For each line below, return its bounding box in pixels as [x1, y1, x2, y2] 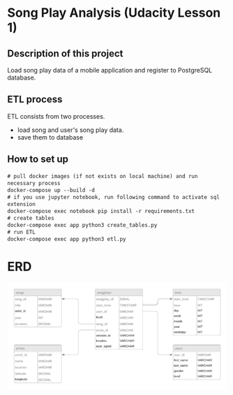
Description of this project [7, 47, 123, 59]
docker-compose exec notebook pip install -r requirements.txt [7, 207, 195, 214]
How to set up [7, 154, 68, 165]
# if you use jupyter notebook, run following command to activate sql [7, 193, 220, 200]
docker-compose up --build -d [7, 186, 96, 193]
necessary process [7, 179, 61, 186]
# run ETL [7, 228, 36, 235]
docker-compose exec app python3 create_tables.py [7, 221, 158, 228]
